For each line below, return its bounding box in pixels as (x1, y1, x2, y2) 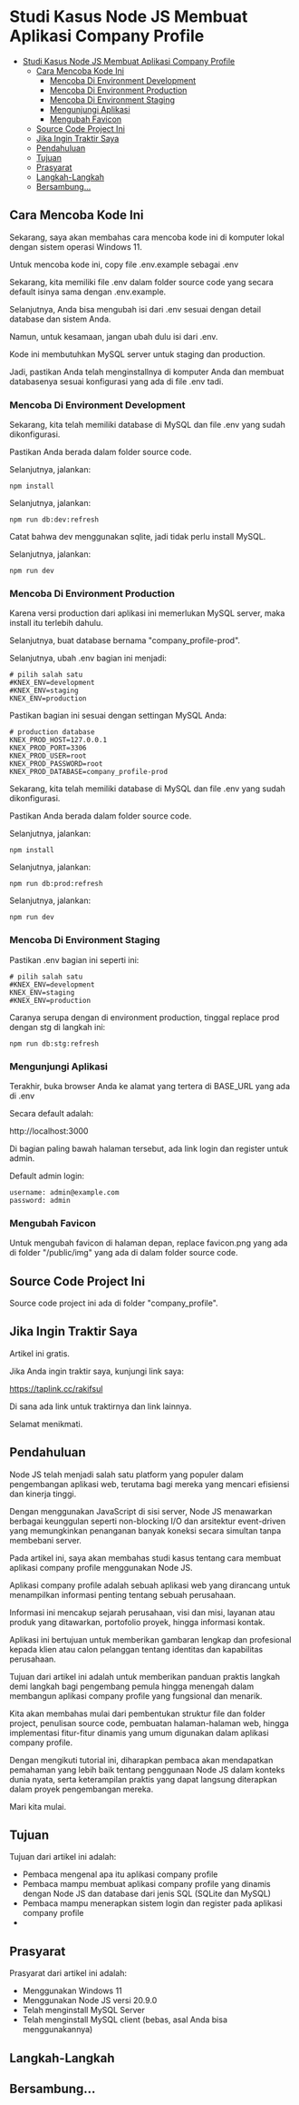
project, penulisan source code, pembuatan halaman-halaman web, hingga (9, 1717, 290, 1728)
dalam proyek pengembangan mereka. (9, 1783, 154, 1794)
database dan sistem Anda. (9, 313, 111, 324)
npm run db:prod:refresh (9, 879, 103, 889)
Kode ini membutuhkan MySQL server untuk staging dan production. (9, 348, 265, 360)
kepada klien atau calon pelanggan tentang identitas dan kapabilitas (9, 1643, 264, 1654)
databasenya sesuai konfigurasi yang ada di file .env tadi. (9, 375, 224, 387)
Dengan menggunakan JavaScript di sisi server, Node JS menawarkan (9, 1505, 273, 1516)
